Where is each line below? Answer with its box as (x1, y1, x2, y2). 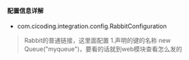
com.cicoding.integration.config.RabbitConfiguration (17, 22, 167, 30)
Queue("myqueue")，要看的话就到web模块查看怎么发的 (23, 45, 183, 53)
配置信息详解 (7, 6, 43, 14)
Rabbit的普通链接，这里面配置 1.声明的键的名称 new (23, 37, 171, 45)
